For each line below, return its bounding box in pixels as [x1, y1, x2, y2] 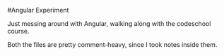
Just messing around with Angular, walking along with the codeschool [7, 20, 211, 27]
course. [7, 27, 30, 35]
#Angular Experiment [7, 6, 69, 14]
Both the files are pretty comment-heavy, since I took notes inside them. [7, 41, 218, 48]
